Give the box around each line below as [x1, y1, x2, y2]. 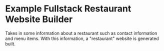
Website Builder [5, 13, 73, 25]
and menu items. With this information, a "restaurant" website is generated [5, 35, 159, 41]
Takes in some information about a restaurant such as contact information [5, 30, 157, 36]
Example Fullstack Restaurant [5, 3, 131, 14]
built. [5, 40, 16, 46]
